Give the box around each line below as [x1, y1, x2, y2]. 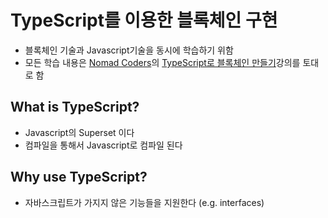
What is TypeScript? [10, 99, 140, 116]
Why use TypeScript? [10, 169, 148, 186]
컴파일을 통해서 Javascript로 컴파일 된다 [24, 139, 183, 151]
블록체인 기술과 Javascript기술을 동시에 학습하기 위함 [24, 44, 234, 56]
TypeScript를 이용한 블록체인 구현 [10, 9, 278, 32]
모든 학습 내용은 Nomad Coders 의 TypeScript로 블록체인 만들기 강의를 [24, 56, 301, 68]
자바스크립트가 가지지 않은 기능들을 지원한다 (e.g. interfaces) [24, 196, 265, 208]
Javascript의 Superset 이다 [24, 126, 135, 138]
